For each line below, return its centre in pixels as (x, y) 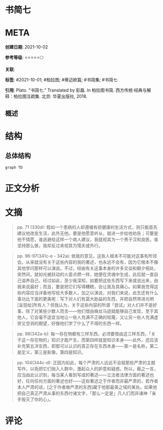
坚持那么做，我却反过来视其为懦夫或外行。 (60, 245)
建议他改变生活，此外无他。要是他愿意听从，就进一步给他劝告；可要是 (88, 233)
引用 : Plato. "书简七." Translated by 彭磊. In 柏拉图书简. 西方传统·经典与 (76, 90)
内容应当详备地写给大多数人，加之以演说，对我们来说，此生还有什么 (90, 293)
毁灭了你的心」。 (37, 399)
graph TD (14, 167)
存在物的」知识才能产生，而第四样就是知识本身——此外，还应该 (94, 340)
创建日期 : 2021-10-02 (27, 47)
